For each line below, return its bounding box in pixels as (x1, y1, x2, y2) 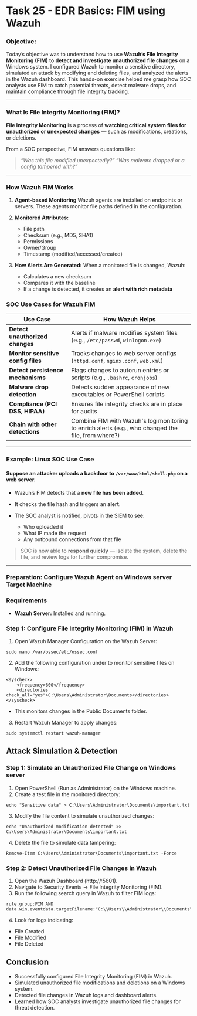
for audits (71, 407, 98, 416)
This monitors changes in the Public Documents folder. (14, 708, 148, 715)
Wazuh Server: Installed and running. (14, 610, 106, 617)
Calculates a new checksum (23, 273, 91, 280)
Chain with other (9, 420, 57, 429)
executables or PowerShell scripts (71, 390, 165, 399)
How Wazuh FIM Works (6, 183, 74, 191)
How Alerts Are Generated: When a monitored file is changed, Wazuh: (14, 262, 186, 269)
